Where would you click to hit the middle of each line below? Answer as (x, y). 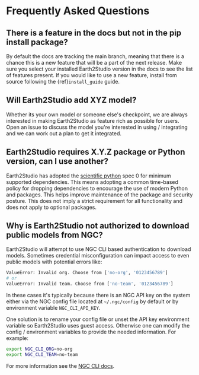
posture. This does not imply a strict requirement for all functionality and (94, 201)
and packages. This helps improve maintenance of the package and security (99, 195)
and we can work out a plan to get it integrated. (64, 133)
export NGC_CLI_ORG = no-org (39, 349)
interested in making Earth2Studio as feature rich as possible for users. (93, 120)
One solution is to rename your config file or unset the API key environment (98, 319)
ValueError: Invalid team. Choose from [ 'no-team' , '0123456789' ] (90, 284)
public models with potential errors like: (54, 262)
